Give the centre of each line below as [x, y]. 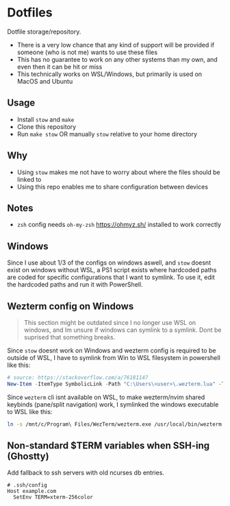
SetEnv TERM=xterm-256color [53, 497]
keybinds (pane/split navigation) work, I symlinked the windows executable [113, 404]
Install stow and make [46, 119]
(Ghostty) [28, 456]
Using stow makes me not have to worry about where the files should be [118, 172]
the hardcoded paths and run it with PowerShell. [75, 285]
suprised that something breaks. [69, 337]
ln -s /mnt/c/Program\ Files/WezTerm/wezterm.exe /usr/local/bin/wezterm [115, 424]
